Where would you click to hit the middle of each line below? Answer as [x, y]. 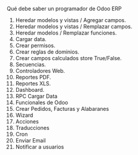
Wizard [24, 115]
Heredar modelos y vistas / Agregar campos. [70, 20]
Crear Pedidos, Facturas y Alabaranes [62, 109]
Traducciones [32, 128]
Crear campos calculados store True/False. [68, 58]
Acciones [27, 121]
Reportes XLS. [33, 83]
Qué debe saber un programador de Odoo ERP [64, 9]
